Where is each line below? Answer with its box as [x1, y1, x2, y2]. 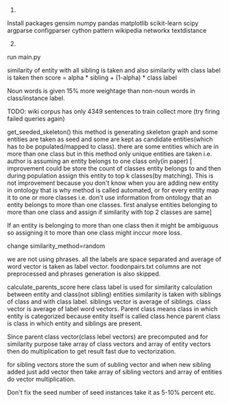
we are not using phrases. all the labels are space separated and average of [7, 255, 221, 263]
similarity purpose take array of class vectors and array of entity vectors [7, 340, 211, 348]
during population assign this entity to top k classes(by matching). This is [7, 171, 214, 180]
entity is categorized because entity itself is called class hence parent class [7, 312, 221, 320]
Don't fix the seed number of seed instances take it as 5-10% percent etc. [7, 389, 216, 396]
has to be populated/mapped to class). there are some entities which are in [7, 143, 219, 150]
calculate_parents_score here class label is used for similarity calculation [7, 283, 213, 291]
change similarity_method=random [7, 242, 106, 249]
